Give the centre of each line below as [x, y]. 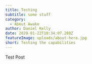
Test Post [15, 57]
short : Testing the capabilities [40, 43]
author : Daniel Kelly [28, 29]
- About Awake [25, 24]
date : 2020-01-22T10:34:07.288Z [39, 33]
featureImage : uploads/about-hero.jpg [46, 38]
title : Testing [21, 10]
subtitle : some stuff [28, 15]
